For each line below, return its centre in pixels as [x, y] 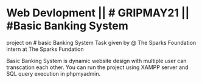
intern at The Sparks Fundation [45, 49]
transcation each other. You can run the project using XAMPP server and [97, 67]
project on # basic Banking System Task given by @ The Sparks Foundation [101, 42]
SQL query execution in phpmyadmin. [54, 73]
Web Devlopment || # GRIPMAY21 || [98, 13]
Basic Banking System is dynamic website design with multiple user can [96, 61]
